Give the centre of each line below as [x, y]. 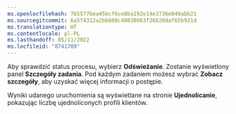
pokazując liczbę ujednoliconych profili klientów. [77, 102]
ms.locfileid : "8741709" [44, 46]
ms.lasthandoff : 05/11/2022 [49, 40]
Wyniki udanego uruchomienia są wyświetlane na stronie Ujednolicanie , [112, 95]
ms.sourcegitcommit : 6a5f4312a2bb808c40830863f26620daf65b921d [102, 20]
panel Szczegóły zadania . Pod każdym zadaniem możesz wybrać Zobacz [115, 74]
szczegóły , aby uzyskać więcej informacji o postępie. [85, 81]
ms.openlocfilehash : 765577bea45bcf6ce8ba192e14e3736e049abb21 [102, 14]
